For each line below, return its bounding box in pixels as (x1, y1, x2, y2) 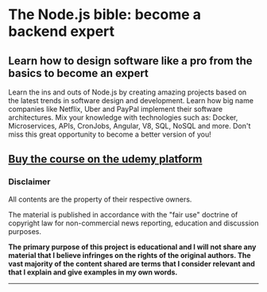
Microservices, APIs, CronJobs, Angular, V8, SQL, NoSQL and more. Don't (8, 121, 251, 130)
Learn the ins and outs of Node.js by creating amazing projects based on (8, 87, 247, 97)
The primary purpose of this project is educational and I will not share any (8, 242, 257, 252)
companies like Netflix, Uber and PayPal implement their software (8, 105, 223, 113)
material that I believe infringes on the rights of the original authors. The (8, 250, 252, 259)
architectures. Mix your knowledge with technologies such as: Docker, (8, 113, 238, 122)
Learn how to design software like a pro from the (8, 54, 253, 67)
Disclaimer (8, 176, 51, 187)
